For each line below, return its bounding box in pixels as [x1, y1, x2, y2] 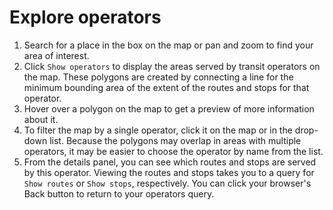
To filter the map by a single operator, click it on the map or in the [23, 124, 293, 136]
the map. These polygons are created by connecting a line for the [23, 71, 294, 83]
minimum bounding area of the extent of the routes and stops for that [23, 81, 310, 93]
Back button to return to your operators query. [23, 187, 215, 200]
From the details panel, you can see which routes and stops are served [23, 156, 317, 168]
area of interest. [23, 49, 90, 61]
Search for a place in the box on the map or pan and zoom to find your [23, 39, 314, 51]
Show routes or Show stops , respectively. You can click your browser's [23, 177, 312, 189]
